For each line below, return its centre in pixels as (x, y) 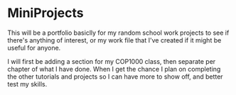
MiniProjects (45, 13)
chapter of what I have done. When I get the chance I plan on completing (114, 69)
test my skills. (27, 84)
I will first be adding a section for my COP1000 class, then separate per (112, 61)
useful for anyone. (34, 47)
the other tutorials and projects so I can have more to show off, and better (115, 77)
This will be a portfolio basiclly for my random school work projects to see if (118, 33)
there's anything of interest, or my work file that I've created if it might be (114, 40)
